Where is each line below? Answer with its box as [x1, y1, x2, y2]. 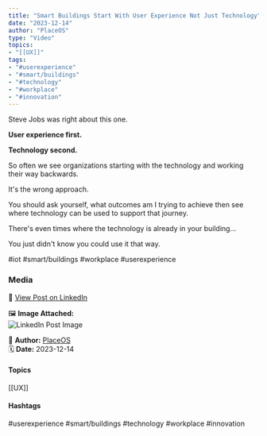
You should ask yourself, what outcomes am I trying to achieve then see [8, 200, 244, 210]
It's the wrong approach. [8, 184, 89, 195]
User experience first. [8, 130, 83, 140]
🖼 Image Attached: [8, 308, 74, 318]
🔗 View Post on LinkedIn [8, 292, 87, 302]
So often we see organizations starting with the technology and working [8, 160, 244, 171]
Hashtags [8, 401, 41, 411]
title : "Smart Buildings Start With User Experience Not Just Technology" [8, 11, 261, 20]
